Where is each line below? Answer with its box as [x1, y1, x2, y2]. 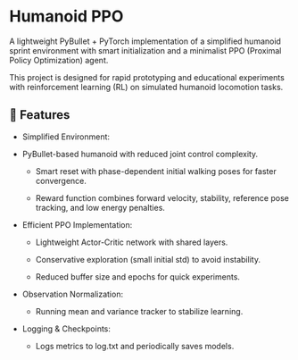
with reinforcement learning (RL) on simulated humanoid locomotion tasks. [9, 81, 284, 92]
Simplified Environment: [21, 131, 110, 142]
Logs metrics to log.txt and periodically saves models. [35, 340, 235, 351]
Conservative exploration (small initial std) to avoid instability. [35, 254, 261, 264]
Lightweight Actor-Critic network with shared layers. [35, 237, 228, 247]
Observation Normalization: [21, 289, 123, 299]
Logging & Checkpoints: [21, 323, 112, 334]
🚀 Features [9, 107, 70, 122]
